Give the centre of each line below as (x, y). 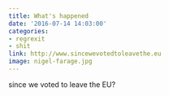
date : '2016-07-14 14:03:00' (58, 24)
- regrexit (27, 39)
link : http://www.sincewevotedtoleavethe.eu (85, 54)
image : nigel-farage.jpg (50, 62)
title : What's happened (49, 16)
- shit (19, 46)
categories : (28, 31)
